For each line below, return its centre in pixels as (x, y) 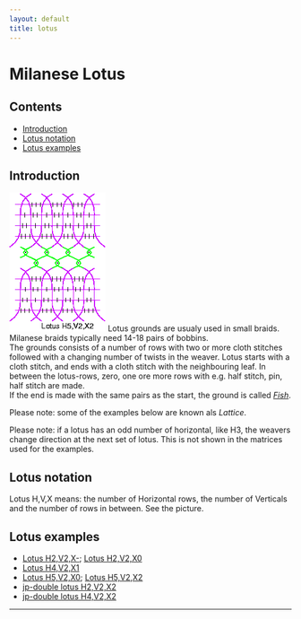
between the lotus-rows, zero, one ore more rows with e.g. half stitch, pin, (146, 376)
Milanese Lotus (67, 74)
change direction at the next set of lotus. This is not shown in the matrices (146, 440)
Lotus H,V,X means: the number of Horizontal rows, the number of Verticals (149, 499)
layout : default (39, 19)
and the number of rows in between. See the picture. (107, 509)
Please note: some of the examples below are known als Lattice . (128, 413)
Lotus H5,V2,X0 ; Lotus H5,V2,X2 (82, 577)
